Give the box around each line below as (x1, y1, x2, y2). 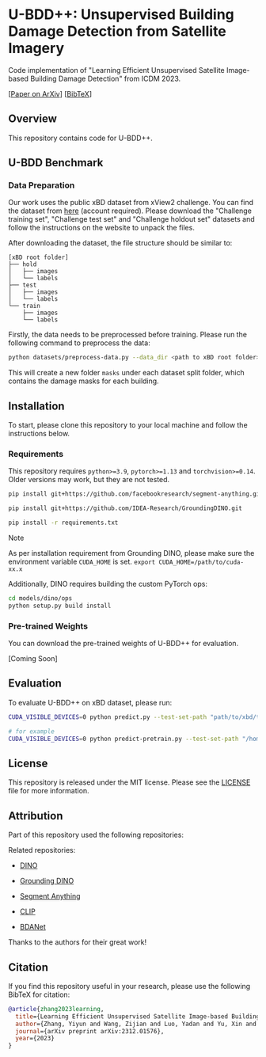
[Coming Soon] (8, 654, 58, 663)
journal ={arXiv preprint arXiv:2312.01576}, (15, 1027, 165, 1035)
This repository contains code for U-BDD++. (8, 133, 153, 143)
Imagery (8, 40, 65, 57)
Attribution (8, 809, 63, 823)
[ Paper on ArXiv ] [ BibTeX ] (8, 89, 93, 98)
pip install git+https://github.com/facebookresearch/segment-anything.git (8, 490, 264, 498)
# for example (8, 727, 55, 736)
